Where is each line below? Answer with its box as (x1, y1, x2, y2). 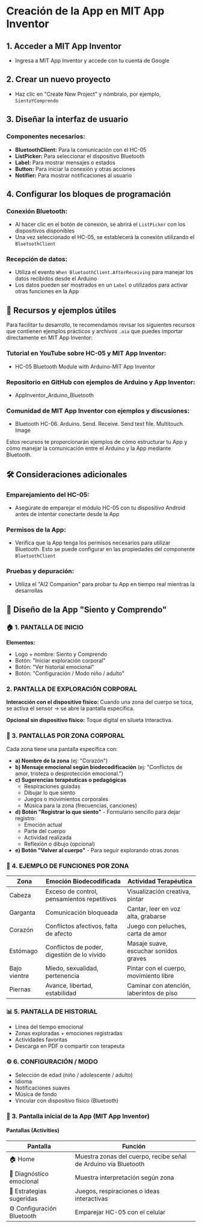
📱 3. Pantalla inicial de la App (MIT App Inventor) (6, 1112, 150, 1120)
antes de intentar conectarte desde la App (14, 510, 120, 517)
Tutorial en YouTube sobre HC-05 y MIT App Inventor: (6, 349, 167, 358)
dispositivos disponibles (14, 227, 75, 234)
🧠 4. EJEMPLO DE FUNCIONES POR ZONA (6, 861, 129, 870)
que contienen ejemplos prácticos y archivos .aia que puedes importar (6, 328, 183, 335)
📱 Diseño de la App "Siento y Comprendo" (6, 604, 167, 615)
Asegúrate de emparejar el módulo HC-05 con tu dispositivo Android (14, 504, 186, 511)
